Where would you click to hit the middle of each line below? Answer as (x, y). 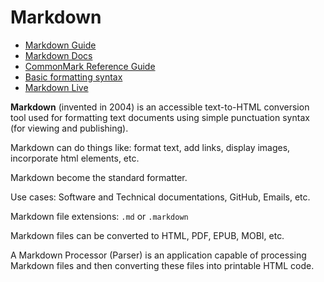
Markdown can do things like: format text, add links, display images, (150, 147)
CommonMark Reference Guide (90, 66)
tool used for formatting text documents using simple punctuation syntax (160, 117)
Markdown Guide (60, 45)
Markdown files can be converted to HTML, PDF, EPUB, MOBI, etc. (147, 235)
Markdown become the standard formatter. (99, 177)
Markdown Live (56, 87)
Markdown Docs (58, 55)
